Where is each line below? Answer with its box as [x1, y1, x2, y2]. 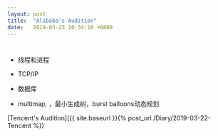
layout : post [7, 10, 46, 18]
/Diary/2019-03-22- [152, 113, 212, 122]
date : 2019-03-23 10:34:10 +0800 [7, 23, 113, 31]
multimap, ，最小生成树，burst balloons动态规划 [17, 99, 160, 108]
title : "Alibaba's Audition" [7, 17, 98, 24]
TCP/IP [17, 69, 39, 78]
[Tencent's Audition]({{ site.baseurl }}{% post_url [7, 113, 152, 122]
